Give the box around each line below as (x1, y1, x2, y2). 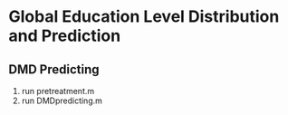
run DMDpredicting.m (21, 95, 103, 106)
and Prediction (8, 25, 121, 46)
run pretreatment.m (21, 86, 95, 96)
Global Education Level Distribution (8, 6, 280, 27)
